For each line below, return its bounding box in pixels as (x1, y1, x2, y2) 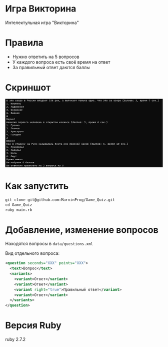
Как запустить (5, 180, 69, 192)
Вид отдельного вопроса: (5, 250, 60, 256)
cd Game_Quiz (5, 202, 32, 208)
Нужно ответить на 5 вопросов (12, 54, 79, 60)
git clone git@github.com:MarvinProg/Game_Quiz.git (5, 197, 115, 203)
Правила (5, 37, 43, 49)
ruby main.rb (5, 207, 32, 213)
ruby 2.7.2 (5, 336, 26, 342)
